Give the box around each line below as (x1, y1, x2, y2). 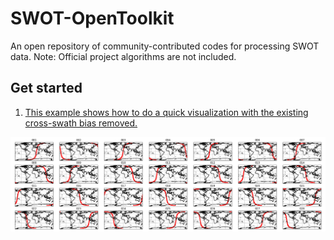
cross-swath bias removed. (24, 117, 138, 129)
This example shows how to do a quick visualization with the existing (24, 106, 309, 118)
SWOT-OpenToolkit (10, 7, 175, 30)
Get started (10, 80, 83, 97)
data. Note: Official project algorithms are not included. (10, 50, 237, 62)
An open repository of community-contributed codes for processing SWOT (10, 40, 320, 52)
